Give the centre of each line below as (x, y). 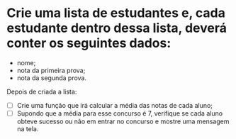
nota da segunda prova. (51, 78)
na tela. (28, 129)
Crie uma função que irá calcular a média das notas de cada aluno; (115, 105)
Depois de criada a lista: (42, 91)
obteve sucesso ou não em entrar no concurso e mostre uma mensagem (123, 121)
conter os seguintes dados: (89, 43)
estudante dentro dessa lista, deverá (117, 28)
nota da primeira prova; (51, 70)
